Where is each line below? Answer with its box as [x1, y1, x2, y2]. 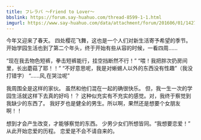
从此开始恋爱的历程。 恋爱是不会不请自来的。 [6, 127, 118, 135]
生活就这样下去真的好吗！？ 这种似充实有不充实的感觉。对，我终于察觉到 [11, 92, 191, 99]
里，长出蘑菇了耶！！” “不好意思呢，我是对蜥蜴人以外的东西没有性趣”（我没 [6, 65, 193, 72]
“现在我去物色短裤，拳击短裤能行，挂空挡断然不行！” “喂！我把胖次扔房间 [6, 57, 188, 65]
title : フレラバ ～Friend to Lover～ [6, 8, 95, 15]
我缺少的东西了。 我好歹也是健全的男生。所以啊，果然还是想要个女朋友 [6, 100, 181, 107]
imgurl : [6, 20, 26, 26]
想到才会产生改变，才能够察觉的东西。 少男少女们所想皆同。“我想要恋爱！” [6, 120, 191, 127]
